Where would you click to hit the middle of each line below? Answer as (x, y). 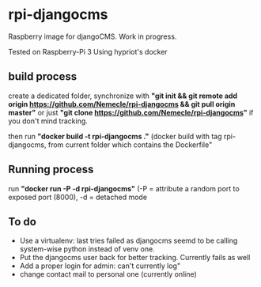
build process (43, 77)
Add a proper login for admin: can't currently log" (100, 266)
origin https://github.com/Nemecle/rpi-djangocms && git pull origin (122, 104)
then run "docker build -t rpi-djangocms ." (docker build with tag (115, 136)
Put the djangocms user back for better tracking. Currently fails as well (135, 258)
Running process (51, 170)
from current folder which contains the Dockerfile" (130, 145)
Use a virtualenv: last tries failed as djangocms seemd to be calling (129, 241)
